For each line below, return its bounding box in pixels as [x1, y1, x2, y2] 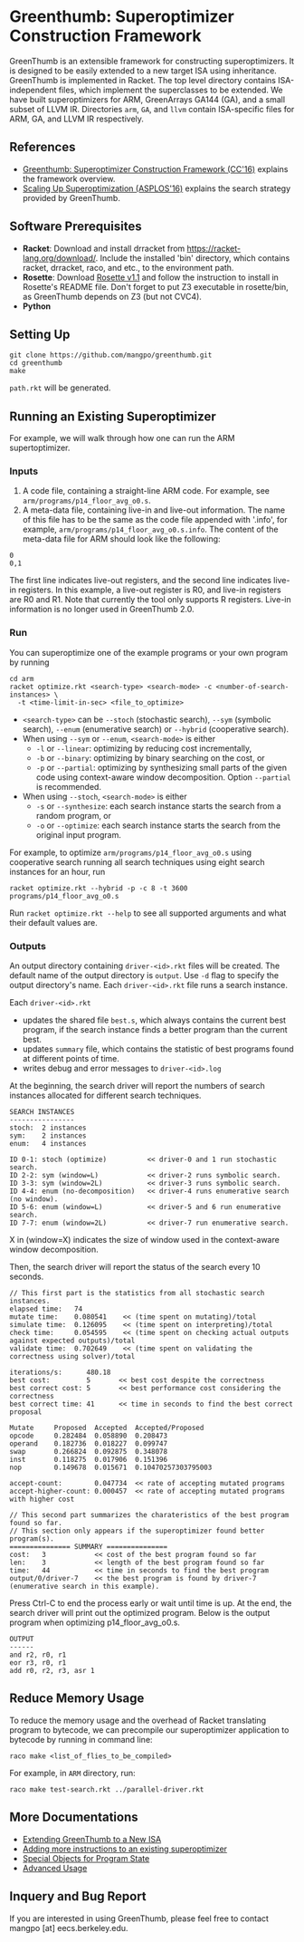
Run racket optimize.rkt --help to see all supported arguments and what [9, 908, 287, 918]
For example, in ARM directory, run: [9, 1767, 136, 1778]
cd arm [9, 674, 34, 683]
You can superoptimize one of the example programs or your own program [9, 647, 289, 658]
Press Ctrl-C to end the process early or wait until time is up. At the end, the [9, 1598, 292, 1609]
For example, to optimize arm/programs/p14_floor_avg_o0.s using [9, 847, 252, 858]
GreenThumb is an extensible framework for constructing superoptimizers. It [9, 55, 295, 66]
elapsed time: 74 [9, 1304, 83, 1314]
